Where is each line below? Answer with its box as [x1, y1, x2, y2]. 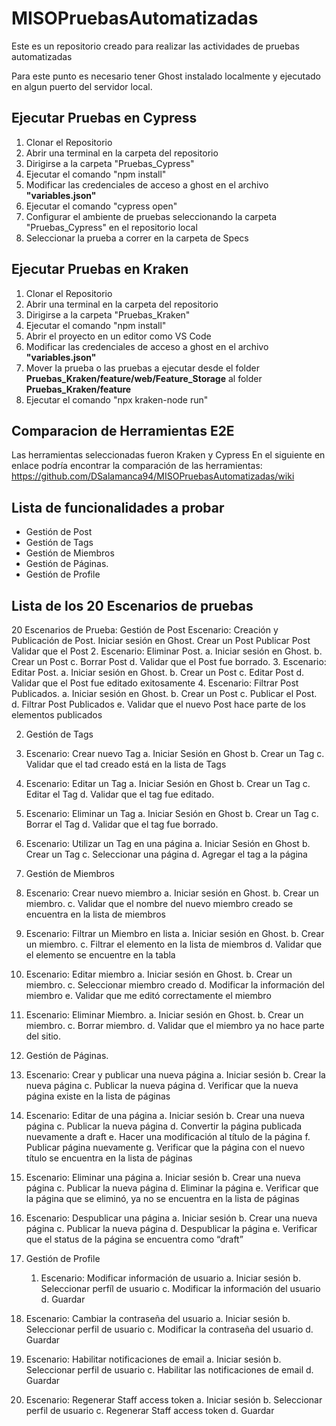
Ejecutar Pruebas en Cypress [11, 110, 198, 127]
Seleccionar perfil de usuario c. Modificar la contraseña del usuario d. [25, 1323, 314, 1335]
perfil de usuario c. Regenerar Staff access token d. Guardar [25, 1405, 275, 1416]
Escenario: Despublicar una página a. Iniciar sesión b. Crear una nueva [25, 1212, 318, 1224]
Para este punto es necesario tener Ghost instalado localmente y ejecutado [11, 70, 322, 82]
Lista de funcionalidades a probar [11, 499, 225, 516]
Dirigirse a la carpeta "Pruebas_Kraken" [25, 308, 191, 321]
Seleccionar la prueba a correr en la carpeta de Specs [25, 232, 249, 244]
